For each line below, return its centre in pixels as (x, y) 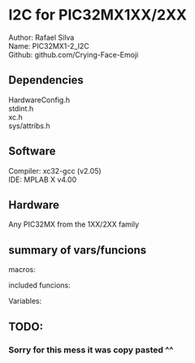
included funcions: (39, 285)
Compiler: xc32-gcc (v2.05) (55, 171)
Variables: (25, 301)
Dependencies (46, 80)
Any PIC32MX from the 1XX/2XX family (74, 224)
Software (32, 151)
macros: (22, 270)
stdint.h (21, 108)
